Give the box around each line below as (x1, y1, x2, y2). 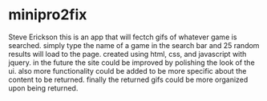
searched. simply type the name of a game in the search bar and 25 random (8, 40, 260, 50)
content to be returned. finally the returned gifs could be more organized (8, 75, 249, 84)
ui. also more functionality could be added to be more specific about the (8, 66, 247, 75)
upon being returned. (8, 83, 79, 93)
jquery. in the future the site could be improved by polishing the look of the (8, 58, 255, 67)
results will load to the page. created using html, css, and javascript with (8, 49, 247, 59)
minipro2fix (8, 6, 87, 24)
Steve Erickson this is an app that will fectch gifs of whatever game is (8, 32, 237, 42)
